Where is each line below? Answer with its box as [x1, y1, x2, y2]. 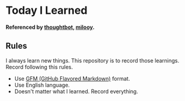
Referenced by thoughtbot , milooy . [5, 23, 95, 31]
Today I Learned [5, 4, 88, 17]
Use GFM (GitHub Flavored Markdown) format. [14, 75, 130, 82]
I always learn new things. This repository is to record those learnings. [5, 57, 180, 64]
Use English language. [14, 81, 70, 88]
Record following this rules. [5, 63, 73, 70]
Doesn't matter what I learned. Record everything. [14, 88, 139, 95]
